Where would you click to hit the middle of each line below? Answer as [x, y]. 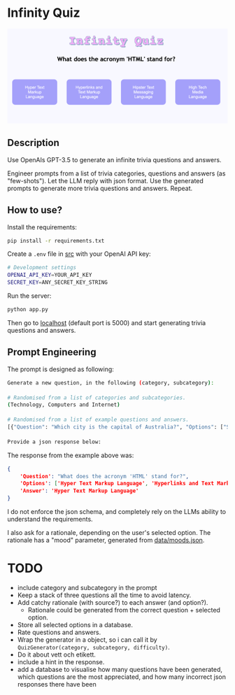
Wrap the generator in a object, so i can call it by [87, 639]
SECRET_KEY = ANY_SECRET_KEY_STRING [58, 282]
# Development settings [42, 268]
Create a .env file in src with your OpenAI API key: [79, 254]
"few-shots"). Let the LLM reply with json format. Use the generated [106, 180]
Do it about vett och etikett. [57, 654]
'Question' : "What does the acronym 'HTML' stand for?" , [105, 476]
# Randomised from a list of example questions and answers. [98, 420]
